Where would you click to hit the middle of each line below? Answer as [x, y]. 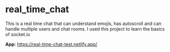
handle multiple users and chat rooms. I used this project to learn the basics [85, 29]
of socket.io [18, 34]
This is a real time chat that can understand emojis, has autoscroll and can [83, 23]
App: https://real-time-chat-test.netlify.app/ [51, 44]
